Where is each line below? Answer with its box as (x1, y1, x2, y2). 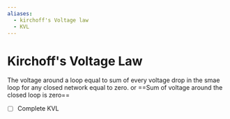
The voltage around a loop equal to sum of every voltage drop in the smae (7, 76, 220, 84)
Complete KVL (17, 104, 59, 113)
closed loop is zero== (7, 91, 70, 100)
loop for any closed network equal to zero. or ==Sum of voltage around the (7, 84, 223, 92)
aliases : (7, 10, 33, 17)
